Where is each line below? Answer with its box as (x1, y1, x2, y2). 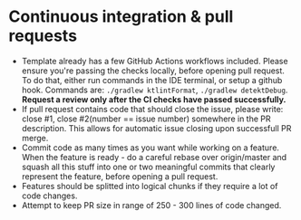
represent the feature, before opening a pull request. (21, 170, 218, 182)
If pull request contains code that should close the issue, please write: (21, 103, 284, 114)
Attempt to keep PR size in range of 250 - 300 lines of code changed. (21, 199, 282, 210)
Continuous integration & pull (8, 6, 234, 27)
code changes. (21, 190, 78, 201)
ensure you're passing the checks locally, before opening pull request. (21, 65, 285, 76)
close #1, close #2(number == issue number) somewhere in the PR (21, 113, 271, 124)
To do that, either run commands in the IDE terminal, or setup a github (21, 74, 283, 85)
